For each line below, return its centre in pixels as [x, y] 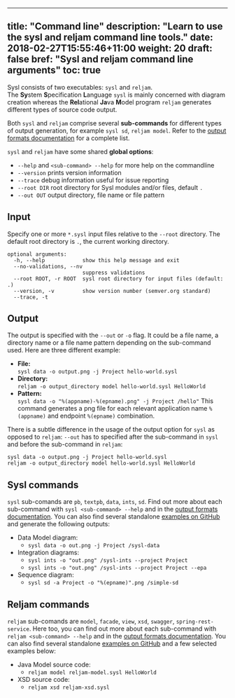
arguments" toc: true [54, 70]
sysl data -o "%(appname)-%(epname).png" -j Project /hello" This [115, 401]
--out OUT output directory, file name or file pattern [91, 195]
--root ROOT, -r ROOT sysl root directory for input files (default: [119, 279]
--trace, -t [31, 297]
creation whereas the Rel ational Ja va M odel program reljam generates [109, 102]
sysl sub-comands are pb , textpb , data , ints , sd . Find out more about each [115, 502]
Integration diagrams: [48, 553]
